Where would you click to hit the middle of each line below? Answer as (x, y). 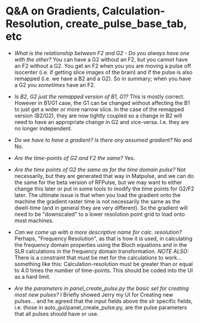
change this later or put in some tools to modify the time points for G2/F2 (104, 188)
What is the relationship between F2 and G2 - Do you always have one (102, 53)
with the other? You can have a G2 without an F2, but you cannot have (101, 59)
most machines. (34, 221)
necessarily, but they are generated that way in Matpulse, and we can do (104, 176)
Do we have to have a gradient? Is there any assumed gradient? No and (103, 140)
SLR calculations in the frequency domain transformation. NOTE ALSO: (101, 251)
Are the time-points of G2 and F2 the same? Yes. (75, 158)
